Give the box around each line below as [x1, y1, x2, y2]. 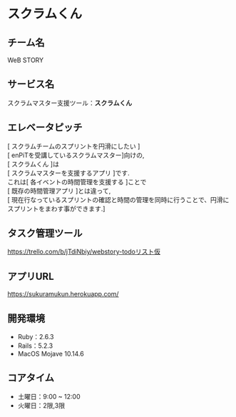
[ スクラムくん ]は [7, 159, 59, 168]
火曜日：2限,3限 [17, 401, 66, 410]
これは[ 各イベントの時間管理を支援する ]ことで [7, 177, 147, 186]
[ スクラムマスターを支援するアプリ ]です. [7, 169, 130, 177]
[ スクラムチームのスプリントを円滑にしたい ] [7, 141, 140, 150]
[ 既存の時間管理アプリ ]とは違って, [7, 186, 111, 195]
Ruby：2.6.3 [17, 333, 54, 341]
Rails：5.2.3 [17, 341, 53, 350]
